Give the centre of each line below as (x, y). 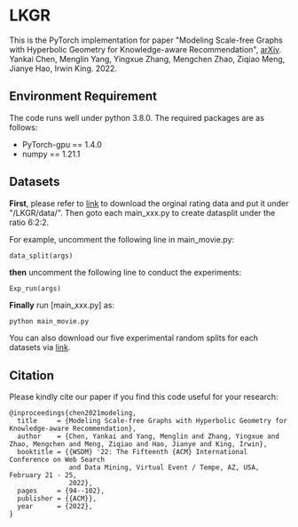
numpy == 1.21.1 (51, 154)
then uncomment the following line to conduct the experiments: (125, 272)
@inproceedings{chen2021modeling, (73, 413)
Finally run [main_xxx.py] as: (62, 305)
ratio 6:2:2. (29, 222)
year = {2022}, (55, 507)
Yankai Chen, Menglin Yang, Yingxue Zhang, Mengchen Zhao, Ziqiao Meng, (147, 59)
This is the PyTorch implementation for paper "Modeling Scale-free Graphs (146, 40)
